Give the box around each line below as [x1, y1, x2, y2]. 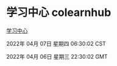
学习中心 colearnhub [6, 5, 112, 20]
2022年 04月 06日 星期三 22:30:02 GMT [6, 53, 108, 60]
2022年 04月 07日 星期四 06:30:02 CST [6, 40, 107, 47]
